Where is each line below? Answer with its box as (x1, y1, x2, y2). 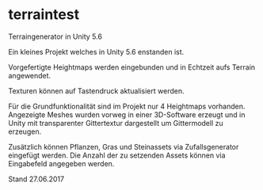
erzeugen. (8, 127, 42, 136)
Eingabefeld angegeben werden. (8, 158, 115, 168)
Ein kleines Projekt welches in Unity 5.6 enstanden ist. (8, 47, 185, 56)
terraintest (8, 6, 80, 24)
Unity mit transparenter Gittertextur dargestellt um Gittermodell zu (8, 118, 223, 127)
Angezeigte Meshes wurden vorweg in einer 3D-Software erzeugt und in (8, 109, 246, 120)
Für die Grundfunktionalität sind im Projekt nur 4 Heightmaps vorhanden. (8, 101, 246, 111)
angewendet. (8, 70, 51, 80)
